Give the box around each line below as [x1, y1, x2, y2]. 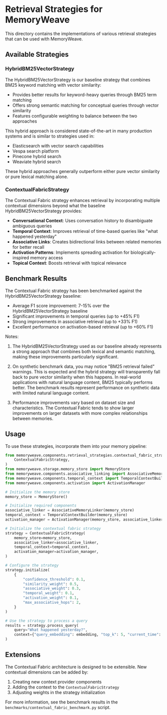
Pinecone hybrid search [12, 153, 62, 159]
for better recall [12, 244, 45, 250]
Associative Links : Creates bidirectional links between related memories [12, 238, 162, 245]
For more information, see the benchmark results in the [5, 699, 118, 705]
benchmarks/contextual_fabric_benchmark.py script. [5, 704, 111, 710]
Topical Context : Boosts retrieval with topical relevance [12, 260, 127, 266]
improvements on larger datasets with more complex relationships [12, 410, 148, 416]
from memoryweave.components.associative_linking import [5, 471, 126, 477]
